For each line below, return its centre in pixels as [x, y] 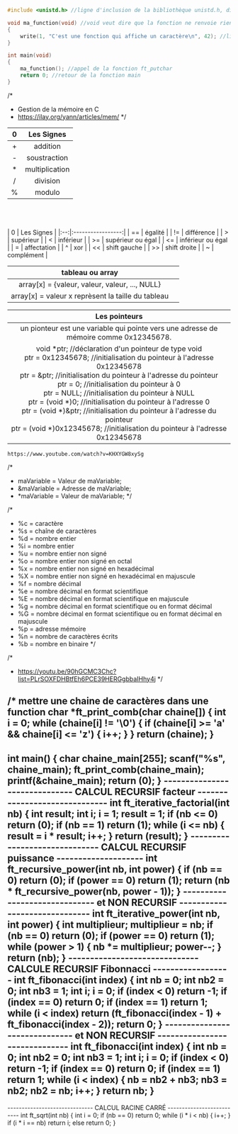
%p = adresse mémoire [52, 629]
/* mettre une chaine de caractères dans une [108, 701]
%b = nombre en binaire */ [56, 644]
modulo [47, 192]
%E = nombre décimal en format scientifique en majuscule [103, 598]
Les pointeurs [119, 316]
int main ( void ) [30, 56]
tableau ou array [90, 272]
